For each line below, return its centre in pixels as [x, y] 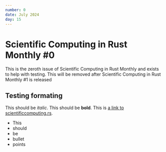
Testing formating [34, 96]
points [19, 144]
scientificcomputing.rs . [29, 113]
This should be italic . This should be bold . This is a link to [65, 108]
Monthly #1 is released [28, 80]
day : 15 [13, 19]
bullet [18, 139]
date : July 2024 [22, 15]
